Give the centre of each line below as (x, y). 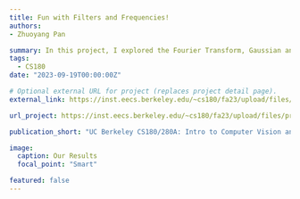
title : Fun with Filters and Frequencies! (89, 17)
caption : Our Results (58, 156)
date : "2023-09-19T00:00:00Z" (66, 75)
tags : (19, 59)
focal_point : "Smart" (58, 165)
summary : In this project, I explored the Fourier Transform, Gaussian (145, 50)
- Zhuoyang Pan (37, 34)
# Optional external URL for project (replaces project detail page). (143, 91)
